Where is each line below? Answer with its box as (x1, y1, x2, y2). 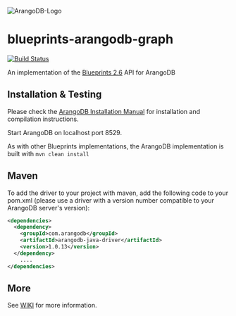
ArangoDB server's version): (7, 203, 90, 212)
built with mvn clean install (7, 149, 89, 158)
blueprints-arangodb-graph (7, 32, 174, 47)
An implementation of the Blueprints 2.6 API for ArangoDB (7, 68, 176, 77)
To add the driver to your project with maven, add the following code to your (7, 189, 229, 197)
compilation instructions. (7, 115, 79, 123)
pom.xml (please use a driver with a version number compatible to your (7, 196, 215, 204)
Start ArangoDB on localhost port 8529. (7, 128, 122, 137)
